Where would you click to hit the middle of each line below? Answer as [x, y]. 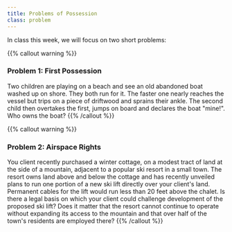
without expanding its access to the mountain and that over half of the [107, 214]
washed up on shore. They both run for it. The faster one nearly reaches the [116, 93]
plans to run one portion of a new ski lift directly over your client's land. [109, 184]
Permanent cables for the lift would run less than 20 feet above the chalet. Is [116, 192]
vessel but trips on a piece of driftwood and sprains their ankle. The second [115, 100]
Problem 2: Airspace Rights [54, 147]
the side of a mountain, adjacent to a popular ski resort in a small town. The [115, 170]
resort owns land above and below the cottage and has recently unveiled [111, 177]
